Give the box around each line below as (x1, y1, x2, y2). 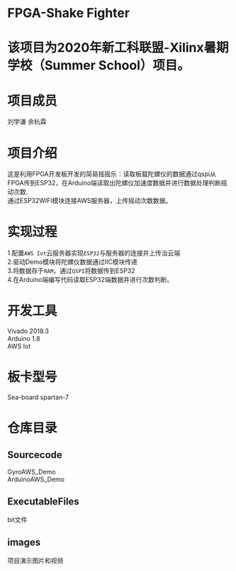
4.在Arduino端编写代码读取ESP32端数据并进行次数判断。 (7, 276, 174, 284)
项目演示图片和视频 (7, 556, 64, 565)
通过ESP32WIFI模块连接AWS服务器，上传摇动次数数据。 (7, 197, 172, 205)
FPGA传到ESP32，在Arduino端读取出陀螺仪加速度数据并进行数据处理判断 (7, 179, 222, 187)
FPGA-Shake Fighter (7, 5, 130, 21)
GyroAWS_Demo (7, 467, 56, 477)
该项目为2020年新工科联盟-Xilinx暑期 (7, 40, 229, 56)
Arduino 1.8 (7, 335, 40, 343)
